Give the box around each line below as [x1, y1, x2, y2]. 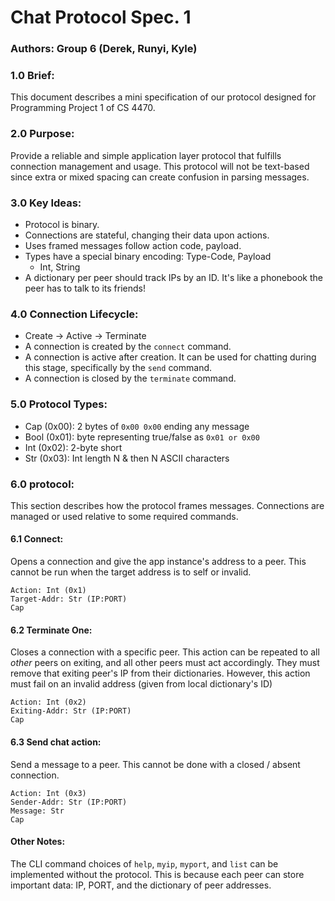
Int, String [39, 261, 81, 273]
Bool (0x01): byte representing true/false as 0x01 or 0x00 [24, 431, 260, 443]
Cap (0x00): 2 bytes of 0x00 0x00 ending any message [24, 420, 250, 432]
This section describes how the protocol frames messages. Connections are [10, 499, 325, 511]
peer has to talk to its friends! [24, 282, 147, 294]
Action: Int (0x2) [10, 697, 87, 708]
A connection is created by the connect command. [24, 341, 232, 353]
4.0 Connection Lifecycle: [10, 307, 139, 321]
